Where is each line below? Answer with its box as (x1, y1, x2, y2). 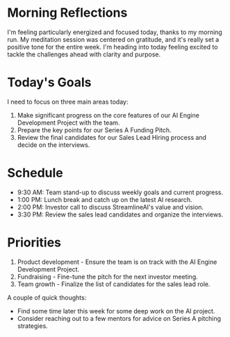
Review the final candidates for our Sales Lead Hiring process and (17, 133, 207, 141)
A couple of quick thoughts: (7, 293, 87, 301)
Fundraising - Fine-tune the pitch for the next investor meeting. (17, 272, 198, 281)
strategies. (17, 322, 49, 330)
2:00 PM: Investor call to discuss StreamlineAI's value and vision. (17, 203, 204, 211)
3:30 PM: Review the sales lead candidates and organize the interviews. (17, 210, 224, 219)
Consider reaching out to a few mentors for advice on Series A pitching (17, 314, 221, 322)
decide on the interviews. (17, 141, 90, 149)
